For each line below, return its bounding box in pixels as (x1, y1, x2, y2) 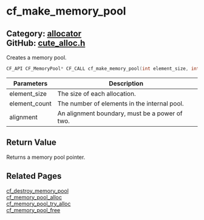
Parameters (13, 79, 48, 87)
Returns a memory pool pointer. (6, 153, 86, 161)
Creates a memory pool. (6, 54, 67, 61)
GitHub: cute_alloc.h (6, 38, 86, 48)
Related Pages (6, 171, 62, 181)
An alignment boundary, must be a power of (57, 109, 183, 118)
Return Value (6, 138, 56, 148)
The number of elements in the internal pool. (57, 99, 184, 107)
